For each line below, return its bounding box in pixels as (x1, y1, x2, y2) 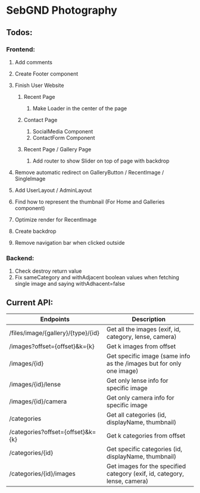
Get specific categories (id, (106, 445, 183, 453)
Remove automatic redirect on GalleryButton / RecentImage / (14, 169, 164, 176)
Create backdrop (14, 227, 57, 235)
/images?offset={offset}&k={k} (9, 342, 95, 350)
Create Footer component (14, 70, 79, 77)
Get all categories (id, (106, 410, 167, 419)
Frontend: (6, 45, 36, 54)
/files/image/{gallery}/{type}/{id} (9, 329, 100, 337)
